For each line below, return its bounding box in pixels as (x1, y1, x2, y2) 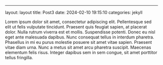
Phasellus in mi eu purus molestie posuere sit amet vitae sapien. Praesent (5, 39, 152, 45)
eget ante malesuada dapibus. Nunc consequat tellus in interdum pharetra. (5, 34, 154, 40)
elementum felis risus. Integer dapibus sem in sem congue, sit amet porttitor (5, 50, 158, 55)
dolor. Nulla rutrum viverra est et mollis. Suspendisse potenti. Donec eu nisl (5, 29, 155, 35)
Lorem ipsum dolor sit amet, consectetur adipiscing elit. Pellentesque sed (5, 19, 152, 25)
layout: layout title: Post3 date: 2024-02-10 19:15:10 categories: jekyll (5, 10, 143, 15)
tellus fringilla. (5, 55, 33, 60)
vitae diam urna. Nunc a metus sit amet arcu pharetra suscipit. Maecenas (5, 44, 151, 50)
